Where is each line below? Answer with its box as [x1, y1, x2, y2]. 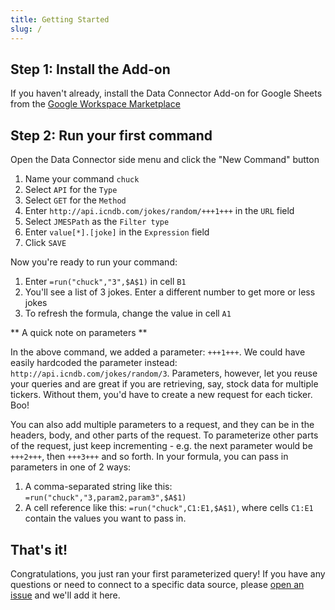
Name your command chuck [24, 173, 140, 185]
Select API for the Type [24, 184, 118, 196]
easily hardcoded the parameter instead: [10, 357, 178, 369]
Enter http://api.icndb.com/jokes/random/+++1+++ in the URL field [24, 205, 295, 217]
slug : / [10, 24, 43, 34]
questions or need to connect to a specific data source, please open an [10, 578, 305, 590]
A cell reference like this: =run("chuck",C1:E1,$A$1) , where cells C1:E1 [24, 502, 314, 514]
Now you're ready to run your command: [10, 256, 178, 268]
